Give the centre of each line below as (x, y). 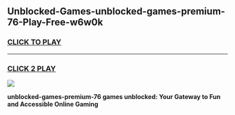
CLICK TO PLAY (34, 43)
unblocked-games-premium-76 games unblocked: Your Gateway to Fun (114, 96)
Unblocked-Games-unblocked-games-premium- (116, 11)
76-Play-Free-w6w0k (55, 23)
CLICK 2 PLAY (31, 68)
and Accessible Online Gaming (53, 104)
